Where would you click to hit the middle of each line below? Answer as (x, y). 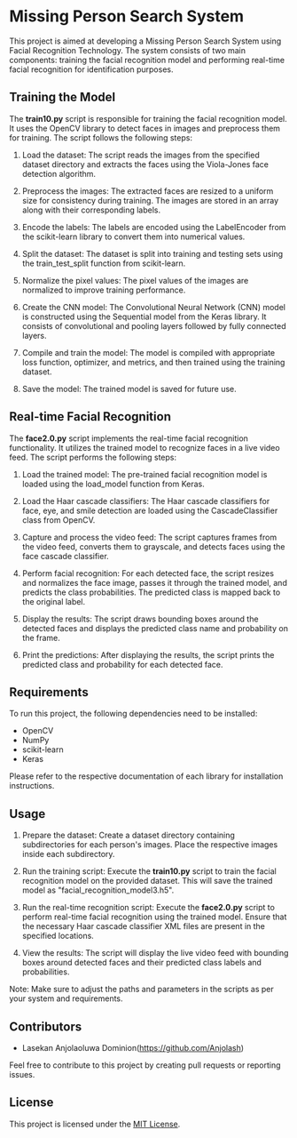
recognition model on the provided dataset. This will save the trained (147, 881)
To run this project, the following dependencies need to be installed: (133, 714)
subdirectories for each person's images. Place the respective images (150, 845)
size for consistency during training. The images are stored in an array (150, 200)
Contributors (46, 1026)
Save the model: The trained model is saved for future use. (129, 389)
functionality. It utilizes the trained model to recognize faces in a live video (145, 447)
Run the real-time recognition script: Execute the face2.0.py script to (148, 908)
